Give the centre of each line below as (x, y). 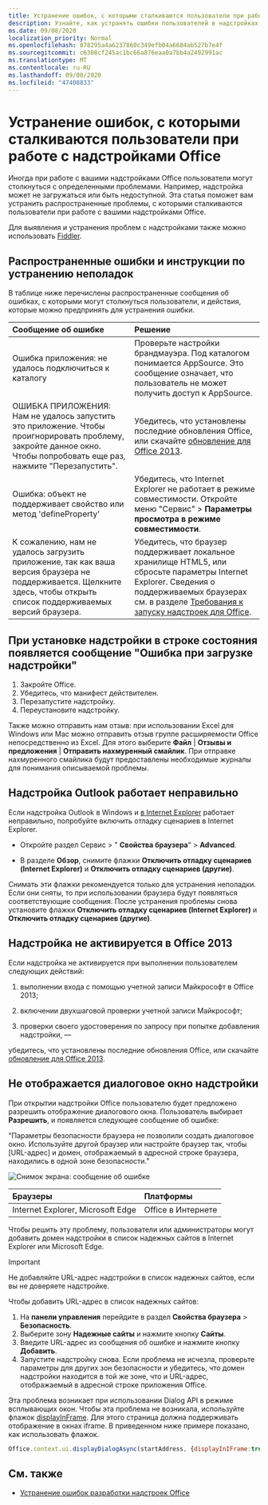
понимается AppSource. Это (189, 363)
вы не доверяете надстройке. (59, 1286)
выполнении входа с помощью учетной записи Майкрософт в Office (136, 986)
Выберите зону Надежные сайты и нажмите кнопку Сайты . (122, 1334)
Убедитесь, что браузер (181, 542)
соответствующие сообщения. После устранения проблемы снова (123, 901)
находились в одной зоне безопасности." (79, 1161)
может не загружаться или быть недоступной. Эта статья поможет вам (131, 195)
